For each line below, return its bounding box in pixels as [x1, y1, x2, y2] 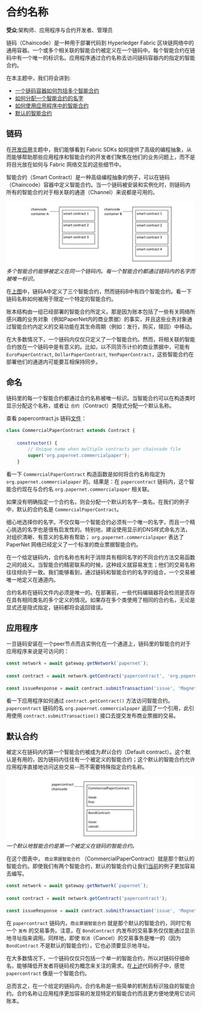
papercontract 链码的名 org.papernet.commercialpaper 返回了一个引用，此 [6, 704, 189, 712]
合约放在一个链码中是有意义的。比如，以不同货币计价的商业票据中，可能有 [6, 343, 190, 350]
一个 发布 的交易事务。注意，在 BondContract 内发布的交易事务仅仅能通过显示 [6, 927, 195, 935]
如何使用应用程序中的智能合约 [14, 102, 89, 109]
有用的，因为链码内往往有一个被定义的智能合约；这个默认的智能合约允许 [16, 756, 195, 763]
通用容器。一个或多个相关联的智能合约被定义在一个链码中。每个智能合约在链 [6, 46, 195, 54]
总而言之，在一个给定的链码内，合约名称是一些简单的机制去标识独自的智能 [6, 982, 190, 990]
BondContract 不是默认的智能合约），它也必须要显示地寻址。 [6, 942, 153, 949]
